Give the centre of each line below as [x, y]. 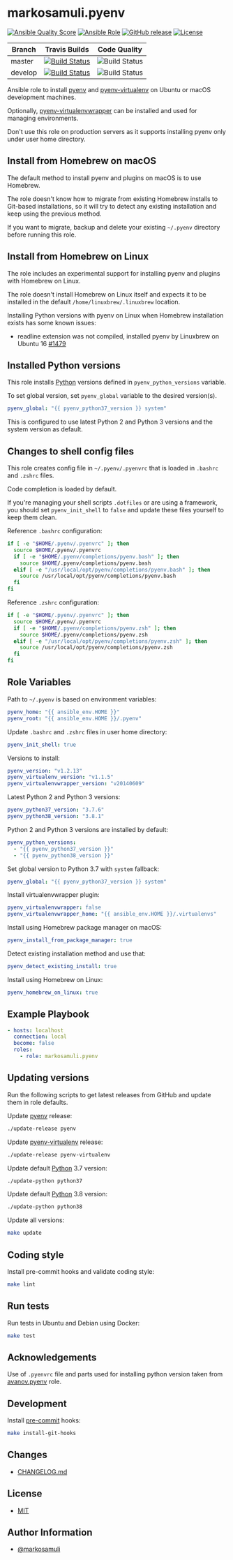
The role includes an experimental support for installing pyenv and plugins [114, 273]
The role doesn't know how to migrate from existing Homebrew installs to [113, 199]
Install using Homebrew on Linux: [55, 979]
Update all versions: [36, 1220]
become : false [34, 1043]
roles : [23, 1050]
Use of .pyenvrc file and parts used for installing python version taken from [115, 1374]
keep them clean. [32, 517]
